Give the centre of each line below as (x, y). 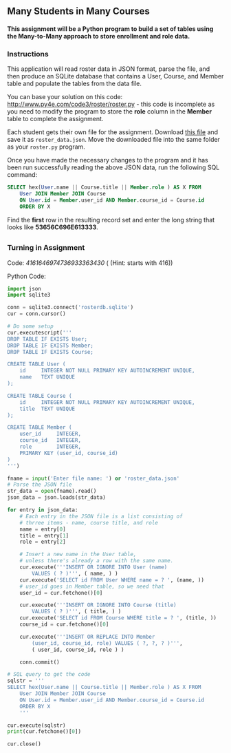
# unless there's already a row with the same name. (97, 561)
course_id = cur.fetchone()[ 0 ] (64, 625)
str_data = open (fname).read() (52, 491)
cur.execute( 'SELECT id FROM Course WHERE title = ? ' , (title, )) (118, 618)
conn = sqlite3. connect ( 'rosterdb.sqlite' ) (70, 308)
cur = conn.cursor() (37, 314)
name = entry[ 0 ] (43, 529)
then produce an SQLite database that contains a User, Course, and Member (115, 76)
